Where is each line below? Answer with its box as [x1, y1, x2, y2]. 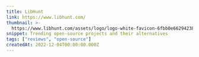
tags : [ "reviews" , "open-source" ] [6, 36, 92, 42]
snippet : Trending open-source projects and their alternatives [6, 31, 168, 37]
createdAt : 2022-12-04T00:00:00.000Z [6, 42, 99, 48]
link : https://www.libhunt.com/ [6, 14, 86, 20]
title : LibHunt [6, 8, 44, 15]
